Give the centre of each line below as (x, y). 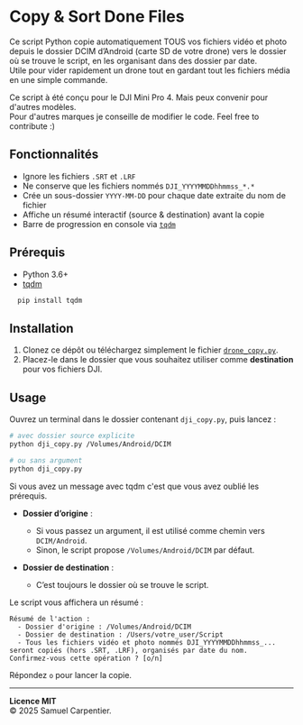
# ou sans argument (46, 460)
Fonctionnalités (54, 155)
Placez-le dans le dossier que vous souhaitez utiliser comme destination (158, 360)
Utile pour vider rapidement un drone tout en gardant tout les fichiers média (150, 70)
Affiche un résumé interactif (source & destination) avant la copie (143, 215)
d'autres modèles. (43, 106)
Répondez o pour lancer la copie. (71, 675)
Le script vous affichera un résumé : (77, 602)
